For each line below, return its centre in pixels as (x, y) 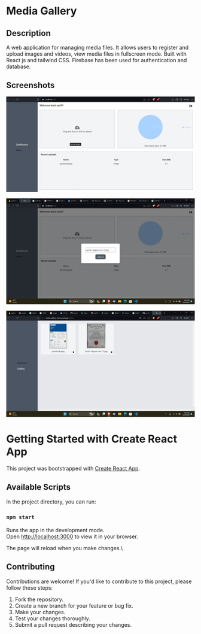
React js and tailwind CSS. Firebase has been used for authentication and (97, 60)
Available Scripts (38, 487)
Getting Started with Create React (92, 439)
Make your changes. (40, 612)
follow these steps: (29, 587)
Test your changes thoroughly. (53, 618)
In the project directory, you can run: (51, 502)
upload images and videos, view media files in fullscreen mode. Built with (97, 54)
